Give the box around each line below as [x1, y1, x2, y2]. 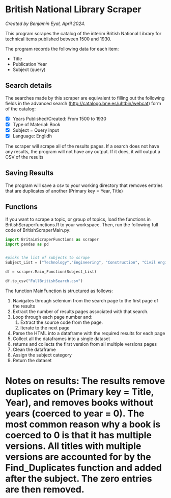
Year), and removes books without [5, 397, 154, 409]
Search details [5, 81, 52, 90]
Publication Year [12, 61, 47, 67]
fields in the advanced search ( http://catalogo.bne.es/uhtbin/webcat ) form [5, 100, 161, 106]
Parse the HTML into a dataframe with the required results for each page [12, 330, 165, 336]
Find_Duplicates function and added [5, 462, 162, 473]
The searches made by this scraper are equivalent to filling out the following [5, 94, 165, 101]
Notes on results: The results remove [5, 375, 165, 387]
